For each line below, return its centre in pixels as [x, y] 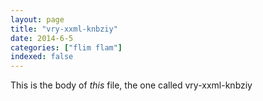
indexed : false [42, 57]
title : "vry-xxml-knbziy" [64, 29]
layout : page [37, 19]
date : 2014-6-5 [42, 38]
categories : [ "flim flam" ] [66, 47]
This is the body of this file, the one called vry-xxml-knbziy [131, 85]
